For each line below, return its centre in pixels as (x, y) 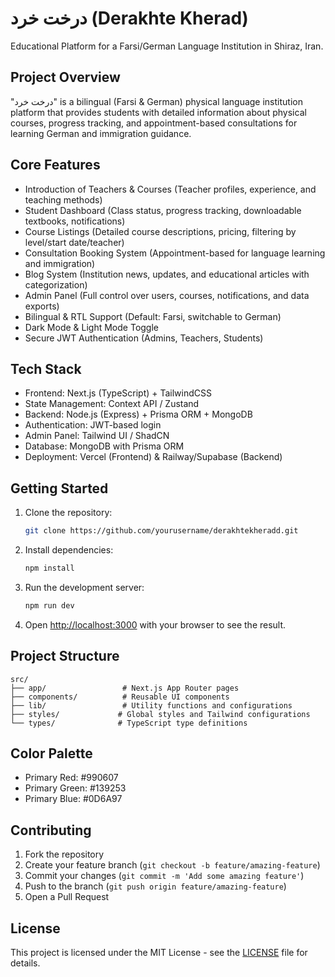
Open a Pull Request (67, 897)
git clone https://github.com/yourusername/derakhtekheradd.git (161, 531)
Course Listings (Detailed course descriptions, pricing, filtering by (160, 231)
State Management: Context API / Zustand (112, 404)
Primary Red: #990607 (71, 778)
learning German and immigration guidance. (101, 133)
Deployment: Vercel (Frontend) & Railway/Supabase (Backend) (153, 457)
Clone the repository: (68, 513)
